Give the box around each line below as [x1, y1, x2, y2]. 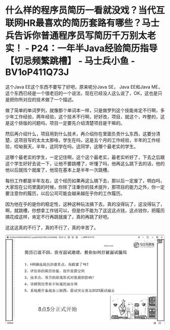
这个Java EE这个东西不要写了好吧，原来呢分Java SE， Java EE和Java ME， [5, 84, 163, 90]
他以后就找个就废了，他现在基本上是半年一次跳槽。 [5, 167, 112, 173]
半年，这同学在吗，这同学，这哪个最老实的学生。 [36, 143, 138, 150]
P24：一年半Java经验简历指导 [31, 43, 158, 54]
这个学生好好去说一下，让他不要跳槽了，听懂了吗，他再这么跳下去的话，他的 [5, 160, 165, 166]
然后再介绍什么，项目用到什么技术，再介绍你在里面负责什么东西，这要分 [5, 130, 156, 137]
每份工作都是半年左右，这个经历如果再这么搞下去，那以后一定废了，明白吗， [5, 177, 165, 184]
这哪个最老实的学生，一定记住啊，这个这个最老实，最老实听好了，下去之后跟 [5, 154, 165, 160]
